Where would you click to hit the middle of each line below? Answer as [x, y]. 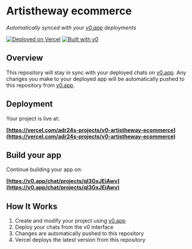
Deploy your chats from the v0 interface [64, 227]
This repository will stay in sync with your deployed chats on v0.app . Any [96, 72]
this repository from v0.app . [40, 85]
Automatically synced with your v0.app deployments [71, 28]
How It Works [32, 206]
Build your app [34, 155]
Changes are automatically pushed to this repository [79, 233]
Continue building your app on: [44, 169]
